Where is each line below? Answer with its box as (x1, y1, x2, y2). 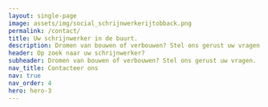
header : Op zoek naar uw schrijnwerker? (8, 49, 146, 57)
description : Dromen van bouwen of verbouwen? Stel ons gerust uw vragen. (8, 42, 264, 50)
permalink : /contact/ (8, 27, 81, 35)
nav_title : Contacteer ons (8, 64, 99, 72)
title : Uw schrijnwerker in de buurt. (8, 34, 138, 43)
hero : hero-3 (8, 86, 52, 95)
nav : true (8, 72, 42, 80)
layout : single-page (8, 11, 78, 20)
